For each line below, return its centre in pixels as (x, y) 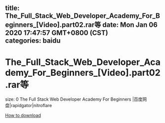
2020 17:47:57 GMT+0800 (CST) (57, 33)
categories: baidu (33, 41)
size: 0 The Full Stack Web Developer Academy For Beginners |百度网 (76, 99)
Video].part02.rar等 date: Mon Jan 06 (98, 25)
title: (12, 8)
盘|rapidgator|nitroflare (29, 106)
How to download (23, 116)
